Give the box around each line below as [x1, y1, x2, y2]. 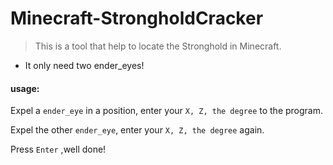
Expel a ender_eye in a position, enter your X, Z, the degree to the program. [10, 105, 324, 117]
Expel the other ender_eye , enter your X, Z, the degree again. [10, 124, 265, 136]
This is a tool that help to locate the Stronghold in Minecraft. [34, 40, 282, 52]
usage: [10, 82, 40, 94]
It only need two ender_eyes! [24, 59, 145, 71]
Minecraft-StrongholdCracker [10, 7, 264, 30]
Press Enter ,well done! [10, 143, 107, 156]
